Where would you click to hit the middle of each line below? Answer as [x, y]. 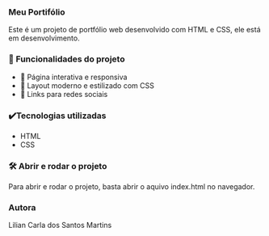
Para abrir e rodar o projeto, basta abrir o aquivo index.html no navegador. [132, 187]
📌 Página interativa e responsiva [74, 77]
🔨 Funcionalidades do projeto [67, 59]
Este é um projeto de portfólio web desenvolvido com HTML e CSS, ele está [134, 30]
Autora [22, 208]
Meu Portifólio [37, 12]
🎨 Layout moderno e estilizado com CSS [87, 85]
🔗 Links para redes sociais [64, 94]
